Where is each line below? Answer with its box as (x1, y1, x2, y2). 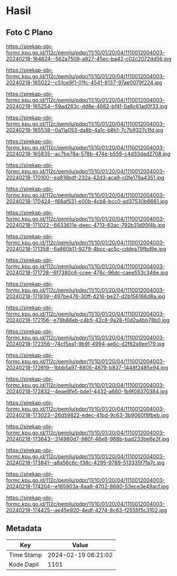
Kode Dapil (9, 560, 39, 568)
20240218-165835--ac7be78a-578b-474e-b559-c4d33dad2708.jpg (6, 150, 171, 157)
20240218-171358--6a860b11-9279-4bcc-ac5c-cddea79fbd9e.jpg (6, 246, 167, 252)
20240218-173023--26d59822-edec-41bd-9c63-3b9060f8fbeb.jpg (6, 412, 169, 419)
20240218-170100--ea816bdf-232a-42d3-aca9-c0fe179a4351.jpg (6, 174, 165, 181)
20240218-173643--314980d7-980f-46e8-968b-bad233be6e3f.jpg (6, 436, 170, 442)
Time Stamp (9, 551, 43, 559)
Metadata (6, 523, 42, 533)
